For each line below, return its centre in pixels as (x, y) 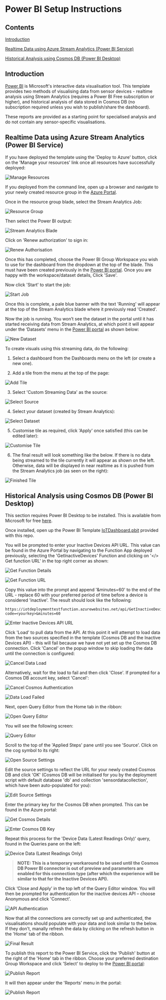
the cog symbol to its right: (32, 750)
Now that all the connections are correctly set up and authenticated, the (78, 918)
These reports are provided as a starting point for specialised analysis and (81, 116)
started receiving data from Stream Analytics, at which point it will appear (80, 324)
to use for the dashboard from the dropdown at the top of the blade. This (79, 264)
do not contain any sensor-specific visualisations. (56, 122)
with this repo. (20, 535)
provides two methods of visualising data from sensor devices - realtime (79, 91)
